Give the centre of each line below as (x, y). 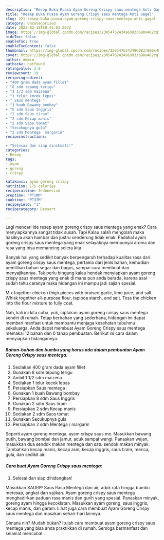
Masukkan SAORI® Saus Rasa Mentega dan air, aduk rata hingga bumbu (78, 488)
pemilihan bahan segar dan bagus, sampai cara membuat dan (67, 268)
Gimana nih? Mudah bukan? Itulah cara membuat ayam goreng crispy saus (80, 523)
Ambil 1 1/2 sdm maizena (37, 378)
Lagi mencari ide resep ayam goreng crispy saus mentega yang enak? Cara (81, 227)
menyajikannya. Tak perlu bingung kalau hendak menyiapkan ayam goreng (80, 273)
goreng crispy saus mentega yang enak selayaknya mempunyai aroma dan (81, 243)
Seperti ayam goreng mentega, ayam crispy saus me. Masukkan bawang (78, 434)
